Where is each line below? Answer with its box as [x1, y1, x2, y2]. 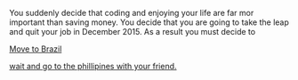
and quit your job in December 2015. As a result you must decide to [9, 27, 256, 36]
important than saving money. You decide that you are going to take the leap [9, 17, 289, 28]
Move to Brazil [9, 44, 62, 54]
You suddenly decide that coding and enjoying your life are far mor [9, 8, 254, 18]
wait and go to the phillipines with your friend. [9, 61, 177, 71]
